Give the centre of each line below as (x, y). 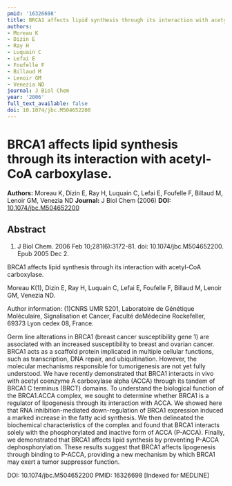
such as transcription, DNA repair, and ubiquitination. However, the (102, 359)
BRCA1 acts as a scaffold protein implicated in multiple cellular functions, (110, 351)
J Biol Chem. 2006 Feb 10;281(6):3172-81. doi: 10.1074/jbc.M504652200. (120, 246)
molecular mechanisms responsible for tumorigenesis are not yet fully (106, 366)
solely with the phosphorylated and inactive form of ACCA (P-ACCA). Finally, (116, 432)
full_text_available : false (48, 104)
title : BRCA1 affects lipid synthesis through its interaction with (108, 20)
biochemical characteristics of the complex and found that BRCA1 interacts (113, 425)
